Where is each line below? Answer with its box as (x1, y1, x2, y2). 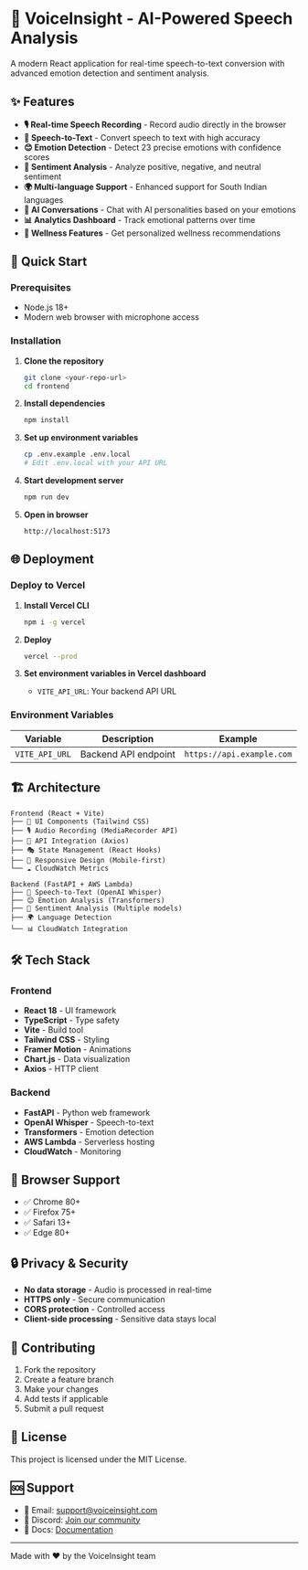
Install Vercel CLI (23, 599, 90, 610)
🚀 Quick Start (10, 254, 88, 270)
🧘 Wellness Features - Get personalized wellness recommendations (23, 228, 281, 239)
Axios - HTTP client (23, 1064, 100, 1075)
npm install (23, 416, 69, 425)
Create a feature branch (23, 1374, 114, 1384)
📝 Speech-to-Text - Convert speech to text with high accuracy (23, 132, 261, 143)
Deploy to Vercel (10, 579, 86, 592)
